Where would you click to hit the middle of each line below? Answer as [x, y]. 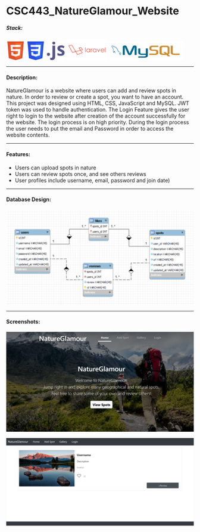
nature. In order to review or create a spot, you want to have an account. [95, 97]
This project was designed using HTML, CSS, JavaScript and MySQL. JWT [98, 103]
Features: [18, 154]
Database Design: [29, 199]
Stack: [15, 27]
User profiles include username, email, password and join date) [92, 180]
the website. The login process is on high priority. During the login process [98, 122]
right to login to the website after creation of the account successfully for [96, 116]
